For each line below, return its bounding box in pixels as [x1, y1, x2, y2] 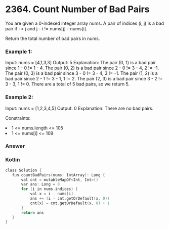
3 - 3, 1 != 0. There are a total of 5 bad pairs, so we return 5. [5, 81, 130, 87]
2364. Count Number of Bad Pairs [5, 4, 150, 15]
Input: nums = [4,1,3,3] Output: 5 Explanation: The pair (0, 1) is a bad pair [5, 60, 156, 66]
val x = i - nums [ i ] [30, 191, 73, 197]
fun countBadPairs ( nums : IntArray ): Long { [12, 172, 105, 177]
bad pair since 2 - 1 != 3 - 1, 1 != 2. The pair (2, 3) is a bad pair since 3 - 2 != [5, 76, 163, 82]
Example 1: [5, 48, 32, 55]
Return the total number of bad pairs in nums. [5, 35, 100, 41]
